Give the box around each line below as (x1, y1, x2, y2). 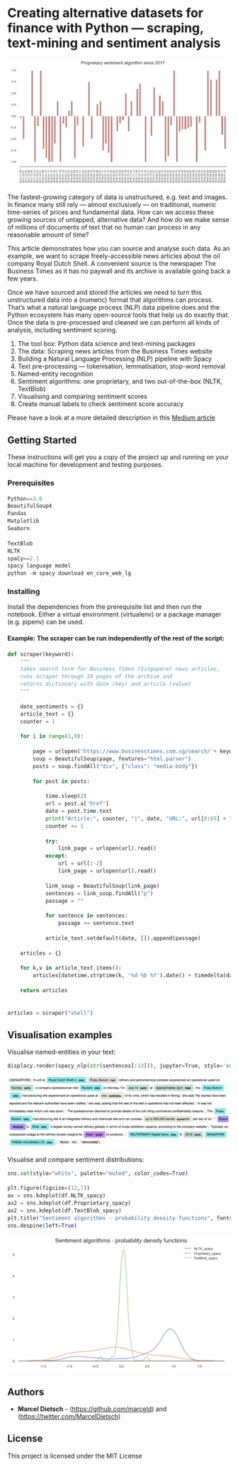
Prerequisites (7, 478, 55, 488)
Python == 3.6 (7, 495, 42, 502)
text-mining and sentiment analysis (7, 35, 221, 51)
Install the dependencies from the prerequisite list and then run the (7, 602, 202, 611)
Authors (7, 1385, 45, 1398)
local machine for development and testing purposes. (7, 461, 164, 469)
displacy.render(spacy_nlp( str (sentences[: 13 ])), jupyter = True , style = (7, 1062, 223, 1069)
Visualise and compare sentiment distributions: (7, 1155, 144, 1164)
